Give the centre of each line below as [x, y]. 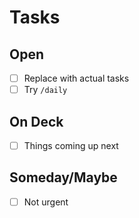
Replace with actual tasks [76, 78]
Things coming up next [71, 145]
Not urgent [46, 202]
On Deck [36, 121]
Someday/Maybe [63, 177]
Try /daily [45, 90]
